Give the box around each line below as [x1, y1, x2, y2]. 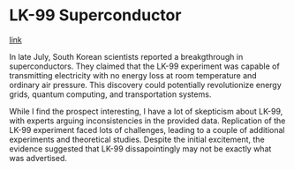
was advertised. [9, 152, 68, 163]
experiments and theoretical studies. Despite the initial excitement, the [9, 134, 265, 144]
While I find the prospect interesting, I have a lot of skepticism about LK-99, [9, 106, 283, 116]
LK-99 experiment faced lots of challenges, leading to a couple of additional [9, 124, 285, 135]
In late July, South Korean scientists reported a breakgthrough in [9, 51, 244, 62]
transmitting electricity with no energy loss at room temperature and [9, 70, 258, 80]
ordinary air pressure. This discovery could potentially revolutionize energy [9, 79, 283, 90]
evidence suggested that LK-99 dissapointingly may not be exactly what [9, 143, 272, 154]
